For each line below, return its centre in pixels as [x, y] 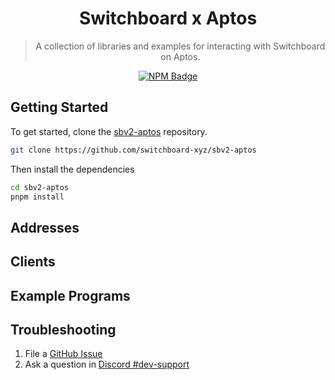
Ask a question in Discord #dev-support [107, 364]
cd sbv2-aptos [40, 187]
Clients [33, 262]
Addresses [45, 227]
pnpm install [37, 197]
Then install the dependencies [72, 169]
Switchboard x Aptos [168, 18]
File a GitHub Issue [63, 354]
